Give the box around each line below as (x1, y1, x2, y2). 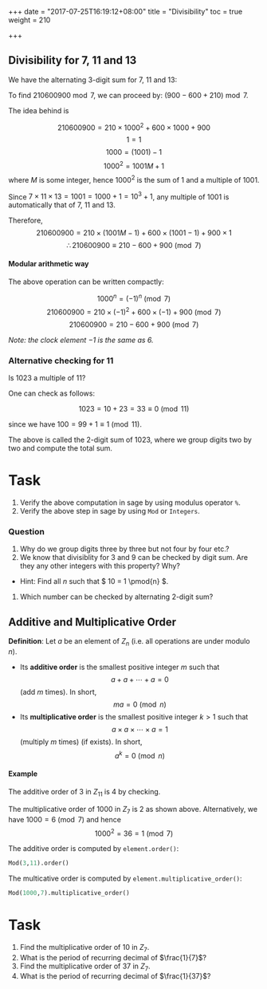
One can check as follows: (8, 388, 96, 398)
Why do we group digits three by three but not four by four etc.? (19, 544, 230, 554)
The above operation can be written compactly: (8, 277, 165, 286)
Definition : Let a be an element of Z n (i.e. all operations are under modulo (8, 636, 250, 648)
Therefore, (8, 215, 44, 226)
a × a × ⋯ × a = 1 (111, 725, 169, 735)
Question (8, 526, 45, 538)
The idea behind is (8, 105, 69, 115)
